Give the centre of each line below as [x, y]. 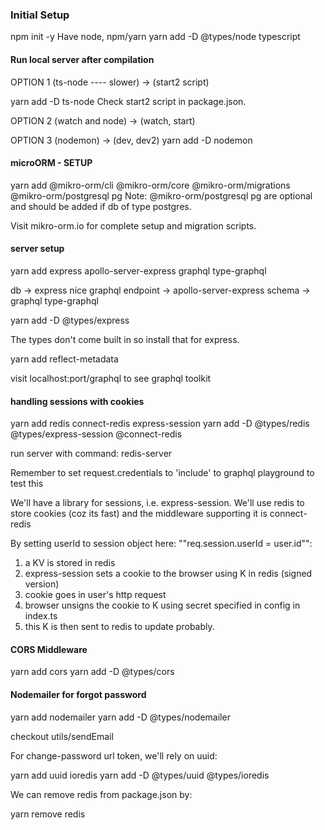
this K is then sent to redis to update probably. [119, 627]
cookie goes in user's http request [95, 595]
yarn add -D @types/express [70, 320]
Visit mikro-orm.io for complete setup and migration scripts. [133, 225]
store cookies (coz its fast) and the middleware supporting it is [139, 514]
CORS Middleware [49, 649]
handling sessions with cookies [77, 401]
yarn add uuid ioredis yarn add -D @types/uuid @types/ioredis [140, 775]
